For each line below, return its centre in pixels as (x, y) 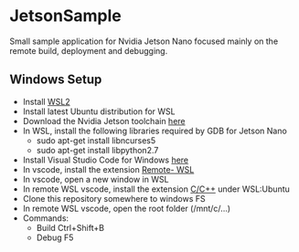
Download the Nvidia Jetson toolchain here (104, 121)
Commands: (46, 218)
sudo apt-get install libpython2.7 (97, 150)
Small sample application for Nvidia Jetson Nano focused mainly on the (144, 41)
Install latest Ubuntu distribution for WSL (99, 111)
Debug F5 (55, 237)
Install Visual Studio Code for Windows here (106, 160)
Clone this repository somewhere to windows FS (114, 198)
